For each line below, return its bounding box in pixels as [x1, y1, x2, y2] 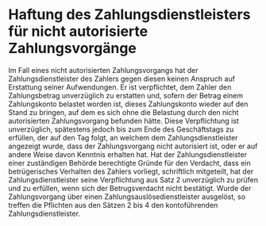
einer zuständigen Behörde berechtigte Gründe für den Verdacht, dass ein [8, 158, 252, 167]
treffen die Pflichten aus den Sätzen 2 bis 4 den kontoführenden [8, 200, 218, 209]
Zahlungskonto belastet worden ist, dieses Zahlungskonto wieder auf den [8, 99, 249, 109]
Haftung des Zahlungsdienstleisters [8, 6, 252, 24]
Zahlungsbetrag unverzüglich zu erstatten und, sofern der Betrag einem [8, 90, 244, 100]
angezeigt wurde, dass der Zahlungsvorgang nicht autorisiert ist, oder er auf [8, 141, 258, 151]
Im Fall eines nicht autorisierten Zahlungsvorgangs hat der [8, 65, 199, 75]
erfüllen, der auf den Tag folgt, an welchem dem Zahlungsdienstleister [8, 132, 238, 142]
